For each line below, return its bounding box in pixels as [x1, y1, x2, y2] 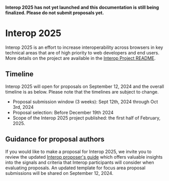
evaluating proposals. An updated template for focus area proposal [5, 165, 146, 171]
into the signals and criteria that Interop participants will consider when [5, 159, 154, 165]
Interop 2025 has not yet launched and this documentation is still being [5, 5, 159, 10]
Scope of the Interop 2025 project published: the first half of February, [12, 114, 161, 121]
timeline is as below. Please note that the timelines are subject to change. [5, 88, 159, 95]
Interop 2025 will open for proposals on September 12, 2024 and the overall [5, 83, 164, 89]
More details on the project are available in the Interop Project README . [5, 55, 156, 61]
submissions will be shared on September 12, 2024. [5, 170, 114, 176]
